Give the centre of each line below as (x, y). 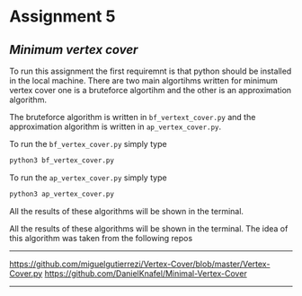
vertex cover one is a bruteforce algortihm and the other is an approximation (151, 90)
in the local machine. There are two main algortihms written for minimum (144, 81)
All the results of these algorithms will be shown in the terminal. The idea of (149, 228)
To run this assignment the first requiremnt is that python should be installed (151, 71)
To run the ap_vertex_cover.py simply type (89, 178)
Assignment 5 (62, 17)
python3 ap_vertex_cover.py (62, 194)
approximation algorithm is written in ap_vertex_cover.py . (115, 126)
